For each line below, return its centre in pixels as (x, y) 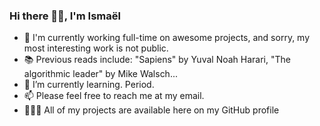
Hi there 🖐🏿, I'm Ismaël (65, 16)
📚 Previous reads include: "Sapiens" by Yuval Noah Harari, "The (157, 60)
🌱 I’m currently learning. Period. (89, 85)
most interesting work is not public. (96, 48)
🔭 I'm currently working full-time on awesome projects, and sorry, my (167, 38)
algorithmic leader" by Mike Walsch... (101, 74)
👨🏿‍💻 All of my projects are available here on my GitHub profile (151, 110)
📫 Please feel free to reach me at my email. (114, 96)
